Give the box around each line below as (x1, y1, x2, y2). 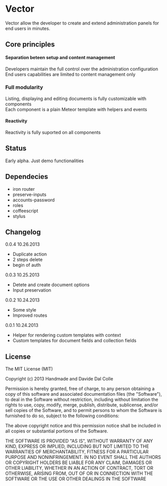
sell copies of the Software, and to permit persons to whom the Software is (5, 407, 162, 414)
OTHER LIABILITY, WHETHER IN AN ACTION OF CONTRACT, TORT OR (5, 465, 153, 471)
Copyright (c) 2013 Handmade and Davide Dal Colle (5, 376, 113, 382)
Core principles (5, 40, 55, 49)
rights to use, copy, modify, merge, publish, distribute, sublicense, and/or (5, 402, 158, 408)
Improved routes (12, 312, 47, 319)
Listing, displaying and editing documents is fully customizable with (5, 95, 147, 101)
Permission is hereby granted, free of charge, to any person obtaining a (5, 386, 155, 392)
